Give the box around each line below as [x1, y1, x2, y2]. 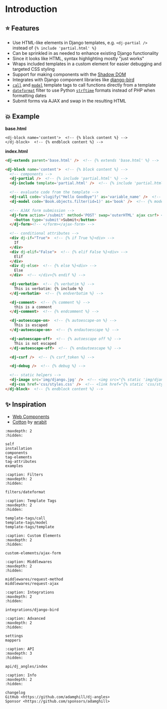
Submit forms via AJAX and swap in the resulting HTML [12, 98, 127, 104]
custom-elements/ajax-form [5, 551, 61, 556]
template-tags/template [5, 524, 55, 529]
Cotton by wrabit [12, 419, 47, 425]
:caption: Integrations [5, 589, 55, 595]
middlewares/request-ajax [5, 581, 59, 586]
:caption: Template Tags [5, 498, 57, 503]
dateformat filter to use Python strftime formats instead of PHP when [12, 87, 156, 93]
